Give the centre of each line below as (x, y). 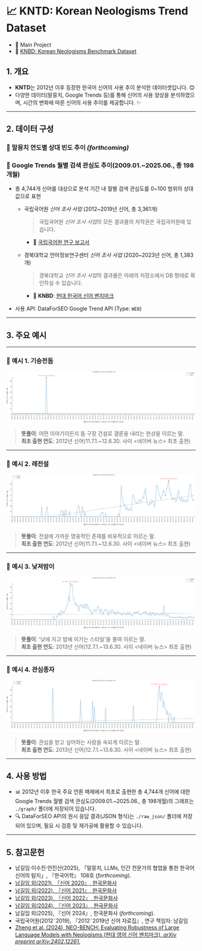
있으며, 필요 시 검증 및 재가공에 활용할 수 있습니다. (84, 826)
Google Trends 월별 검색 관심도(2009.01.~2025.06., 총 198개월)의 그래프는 (104, 801)
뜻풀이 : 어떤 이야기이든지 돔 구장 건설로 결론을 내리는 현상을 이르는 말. (103, 433)
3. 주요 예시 (26, 335)
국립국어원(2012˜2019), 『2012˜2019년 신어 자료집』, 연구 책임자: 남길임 (101, 921)
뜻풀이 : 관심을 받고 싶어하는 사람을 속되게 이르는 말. (81, 742)
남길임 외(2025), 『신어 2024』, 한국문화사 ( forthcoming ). (85, 913)
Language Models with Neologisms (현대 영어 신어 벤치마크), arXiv (96, 935)
